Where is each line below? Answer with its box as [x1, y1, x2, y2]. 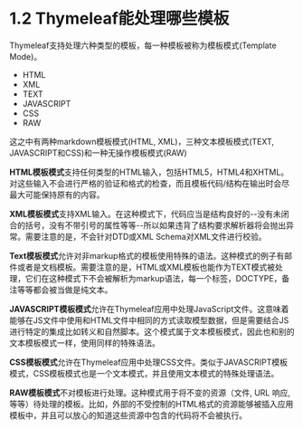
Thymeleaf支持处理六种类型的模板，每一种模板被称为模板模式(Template [9, 40, 278, 51]
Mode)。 [9, 51, 43, 62]
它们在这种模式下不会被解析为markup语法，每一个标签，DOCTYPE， [24, 272, 282, 283]
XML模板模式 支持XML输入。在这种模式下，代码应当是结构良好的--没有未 [9, 208, 282, 219]
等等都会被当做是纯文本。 [16, 284, 113, 295]
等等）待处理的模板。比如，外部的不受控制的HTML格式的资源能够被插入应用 [9, 398, 294, 409]
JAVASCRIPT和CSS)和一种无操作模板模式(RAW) [9, 147, 187, 158]
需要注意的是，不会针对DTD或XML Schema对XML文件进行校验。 [24, 231, 267, 242]
